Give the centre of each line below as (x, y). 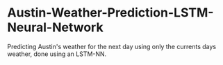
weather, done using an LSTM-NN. (57, 54)
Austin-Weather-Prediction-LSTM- (110, 13)
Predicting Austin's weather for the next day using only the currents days (112, 46)
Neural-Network (55, 27)
